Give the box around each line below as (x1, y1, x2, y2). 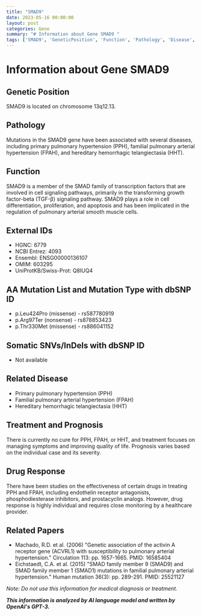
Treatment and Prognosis (6, 420, 104, 430)
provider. (6, 508, 29, 515)
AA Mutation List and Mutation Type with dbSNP (6, 284, 191, 295)
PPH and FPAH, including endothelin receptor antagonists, (6, 489, 151, 496)
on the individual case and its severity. (6, 448, 101, 456)
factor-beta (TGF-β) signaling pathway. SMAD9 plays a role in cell (6, 195, 170, 203)
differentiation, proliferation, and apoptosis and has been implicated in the (6, 201, 190, 209)
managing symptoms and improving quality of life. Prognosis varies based (6, 442, 190, 450)
